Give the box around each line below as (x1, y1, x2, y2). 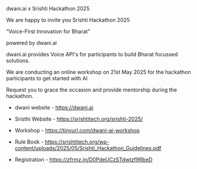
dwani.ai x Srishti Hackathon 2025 (6, 5, 90, 12)
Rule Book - (14, 138, 44, 145)
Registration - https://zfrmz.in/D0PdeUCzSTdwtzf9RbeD (14, 156, 153, 163)
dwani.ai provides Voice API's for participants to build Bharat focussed (6, 51, 178, 58)
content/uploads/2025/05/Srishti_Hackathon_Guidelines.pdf (14, 145, 162, 151)
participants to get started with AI (6, 75, 88, 82)
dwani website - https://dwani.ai (14, 104, 93, 111)
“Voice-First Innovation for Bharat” (6, 28, 91, 35)
